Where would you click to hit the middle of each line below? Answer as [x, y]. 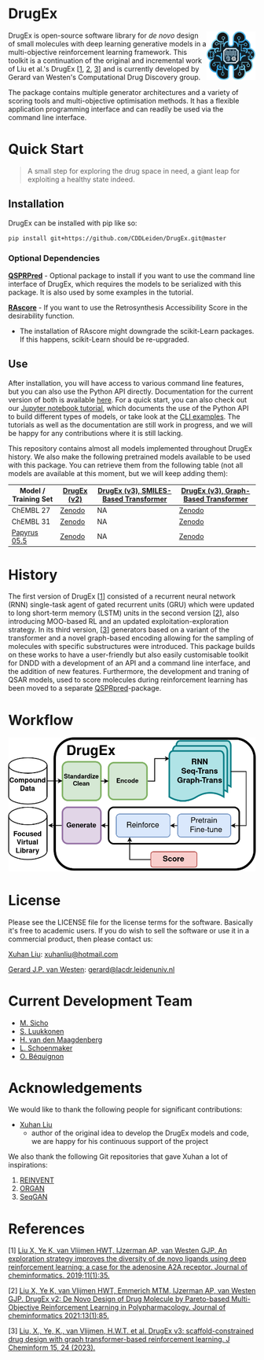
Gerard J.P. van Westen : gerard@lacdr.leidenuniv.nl [92, 969]
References [46, 1228]
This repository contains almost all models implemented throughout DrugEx [130, 448]
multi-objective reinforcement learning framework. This [97, 52]
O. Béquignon [42, 1056]
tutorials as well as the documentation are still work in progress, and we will [130, 424]
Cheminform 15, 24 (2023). [52, 1347]
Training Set [33, 499]
